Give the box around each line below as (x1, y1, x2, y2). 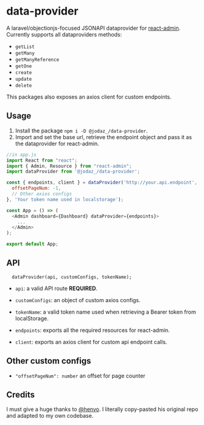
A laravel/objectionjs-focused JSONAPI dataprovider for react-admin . (6, 24, 181, 32)
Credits (6, 390, 35, 400)
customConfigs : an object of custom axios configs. (15, 296, 141, 303)
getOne (15, 63, 32, 69)
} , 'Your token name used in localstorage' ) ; (6, 196, 124, 202)
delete (15, 82, 32, 89)
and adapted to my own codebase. (6, 412, 94, 420)
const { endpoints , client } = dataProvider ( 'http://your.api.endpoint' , (6, 179, 198, 186)
